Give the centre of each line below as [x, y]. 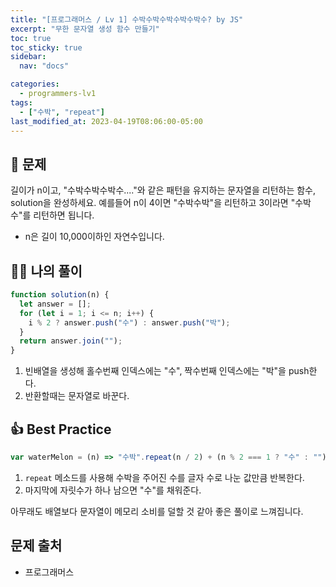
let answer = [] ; [55, 304]
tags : [21, 102]
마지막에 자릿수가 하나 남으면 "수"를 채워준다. [113, 490]
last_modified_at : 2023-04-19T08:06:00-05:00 [106, 121]
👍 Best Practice [61, 429]
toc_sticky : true [46, 47]
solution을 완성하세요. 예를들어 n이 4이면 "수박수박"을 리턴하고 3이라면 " [153, 203]
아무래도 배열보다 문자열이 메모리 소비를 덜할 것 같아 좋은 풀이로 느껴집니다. [157, 511]
